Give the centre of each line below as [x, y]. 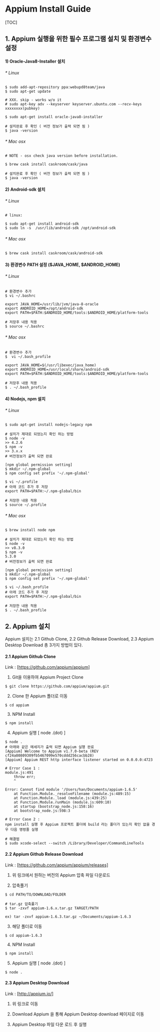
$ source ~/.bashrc [25, 326]
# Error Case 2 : [23, 819]
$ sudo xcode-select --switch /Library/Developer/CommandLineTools [75, 844]
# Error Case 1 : [23, 768]
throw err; [25, 777]
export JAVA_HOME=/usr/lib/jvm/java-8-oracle [52, 305]
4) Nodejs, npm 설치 [25, 399]
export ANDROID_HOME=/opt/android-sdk [44, 309]
